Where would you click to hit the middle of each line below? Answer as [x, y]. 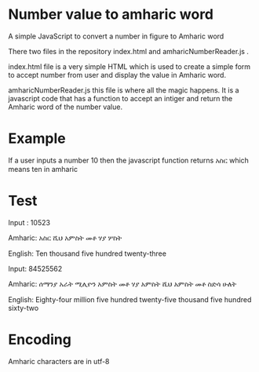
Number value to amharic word [111, 15]
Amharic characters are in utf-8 [59, 361]
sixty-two [24, 308]
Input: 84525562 [35, 268]
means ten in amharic [43, 169]
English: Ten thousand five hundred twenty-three [88, 253]
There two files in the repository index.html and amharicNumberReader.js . [129, 51]
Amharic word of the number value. [66, 107]
